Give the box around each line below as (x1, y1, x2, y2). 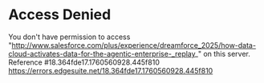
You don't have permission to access (8, 32, 131, 41)
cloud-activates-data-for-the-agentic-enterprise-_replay (8, 49, 195, 58)
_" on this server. (194, 49, 251, 58)
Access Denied (8, 6, 112, 24)
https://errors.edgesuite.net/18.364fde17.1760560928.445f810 (8, 65, 213, 75)
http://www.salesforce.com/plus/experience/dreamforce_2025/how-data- (11, 40, 257, 49)
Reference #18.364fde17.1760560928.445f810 (8, 57, 160, 67)
